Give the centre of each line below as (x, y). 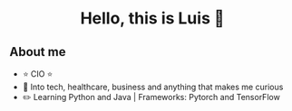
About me (38, 52)
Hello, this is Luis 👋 (152, 18)
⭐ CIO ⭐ (38, 74)
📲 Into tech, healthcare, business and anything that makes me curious (153, 87)
